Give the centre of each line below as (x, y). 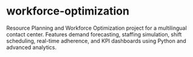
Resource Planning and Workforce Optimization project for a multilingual (96, 28)
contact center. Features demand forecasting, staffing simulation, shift (94, 34)
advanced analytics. (32, 47)
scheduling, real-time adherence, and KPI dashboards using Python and (96, 41)
